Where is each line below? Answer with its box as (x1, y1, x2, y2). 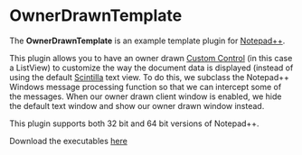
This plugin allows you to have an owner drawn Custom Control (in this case (9, 52, 293, 63)
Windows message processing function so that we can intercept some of (9, 81, 282, 92)
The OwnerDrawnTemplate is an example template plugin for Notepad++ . (9, 35, 286, 46)
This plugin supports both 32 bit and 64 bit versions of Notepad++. (9, 118, 260, 129)
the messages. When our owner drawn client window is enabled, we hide (9, 91, 282, 102)
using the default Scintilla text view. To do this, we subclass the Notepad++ (9, 71, 289, 82)
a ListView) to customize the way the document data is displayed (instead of (9, 62, 294, 73)
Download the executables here (9, 135, 128, 146)
